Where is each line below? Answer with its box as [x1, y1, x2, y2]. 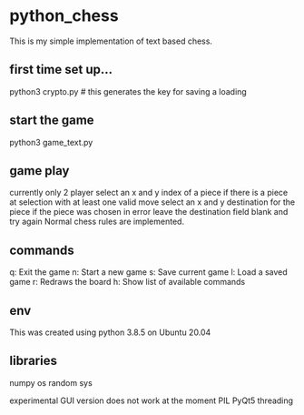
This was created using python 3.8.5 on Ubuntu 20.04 [9, 327, 211, 338]
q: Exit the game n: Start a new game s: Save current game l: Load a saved [9, 267, 288, 278]
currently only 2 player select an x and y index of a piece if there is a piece [9, 187, 289, 198]
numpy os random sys [9, 377, 93, 388]
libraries [9, 353, 57, 369]
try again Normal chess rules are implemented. [9, 216, 184, 228]
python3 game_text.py [9, 137, 93, 147]
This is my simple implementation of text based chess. [9, 35, 213, 46]
